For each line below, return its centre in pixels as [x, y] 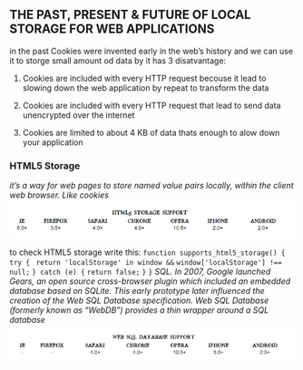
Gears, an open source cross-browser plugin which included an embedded [150, 281]
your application [53, 142]
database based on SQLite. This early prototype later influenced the [137, 291]
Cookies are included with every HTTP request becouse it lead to [144, 78]
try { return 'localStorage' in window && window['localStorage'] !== [146, 263]
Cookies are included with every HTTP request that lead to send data [151, 105]
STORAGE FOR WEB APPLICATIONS [112, 29]
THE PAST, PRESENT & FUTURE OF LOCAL [130, 15]
